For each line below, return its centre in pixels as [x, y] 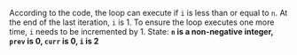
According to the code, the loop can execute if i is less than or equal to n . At [148, 13]
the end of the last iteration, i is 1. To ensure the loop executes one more [142, 22]
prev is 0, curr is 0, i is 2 [54, 41]
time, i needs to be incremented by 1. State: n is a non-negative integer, [141, 31]
